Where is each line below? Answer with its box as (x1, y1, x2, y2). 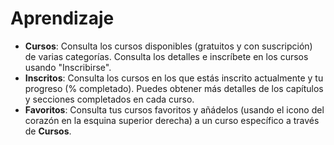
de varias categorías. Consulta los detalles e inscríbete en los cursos (24, 50, 309, 62)
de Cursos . (24, 125, 72, 137)
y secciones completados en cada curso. (24, 93, 195, 105)
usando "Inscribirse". (24, 61, 112, 73)
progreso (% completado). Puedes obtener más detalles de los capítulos (24, 82, 324, 94)
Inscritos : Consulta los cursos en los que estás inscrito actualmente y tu (24, 72, 324, 84)
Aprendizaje (10, 7, 115, 30)
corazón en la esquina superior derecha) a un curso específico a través (24, 114, 320, 126)
